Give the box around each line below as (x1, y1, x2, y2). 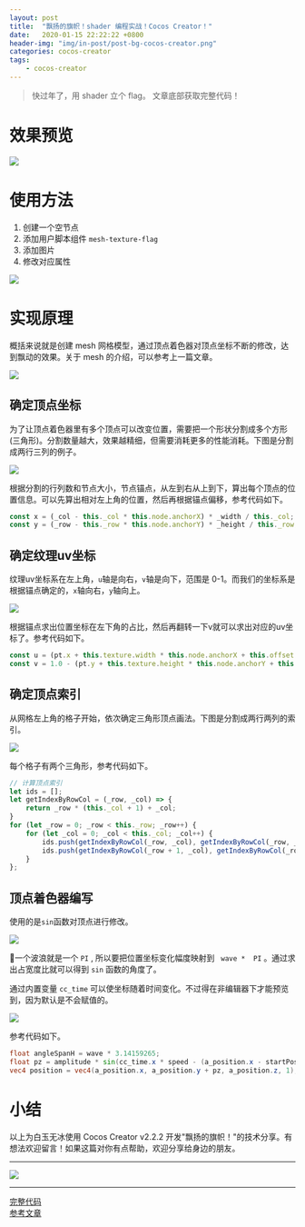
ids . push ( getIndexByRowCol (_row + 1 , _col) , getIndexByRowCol (42, 846, 282, 855)
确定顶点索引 (9, 687, 82, 703)
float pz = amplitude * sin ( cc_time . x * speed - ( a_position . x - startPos (9, 1057, 299, 1066)
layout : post (9, 13, 59, 23)
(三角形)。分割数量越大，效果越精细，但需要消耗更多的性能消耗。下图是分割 (9, 434, 294, 445)
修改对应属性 (22, 255, 71, 266)
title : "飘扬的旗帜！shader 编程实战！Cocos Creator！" (9, 22, 213, 31)
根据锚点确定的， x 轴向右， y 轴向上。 (9, 585, 145, 596)
